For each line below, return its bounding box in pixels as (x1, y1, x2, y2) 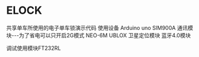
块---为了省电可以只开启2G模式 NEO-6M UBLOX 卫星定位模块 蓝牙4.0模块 (6, 31, 191, 39)
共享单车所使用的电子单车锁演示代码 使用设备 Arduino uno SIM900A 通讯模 (6, 24, 194, 31)
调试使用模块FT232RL (6, 44, 61, 52)
